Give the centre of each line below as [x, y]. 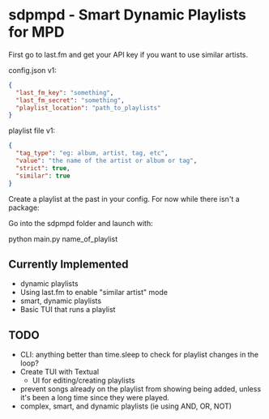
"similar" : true [43, 176]
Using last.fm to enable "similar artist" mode [94, 293]
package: [24, 207]
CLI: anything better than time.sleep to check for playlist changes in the [139, 355]
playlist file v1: [32, 130]
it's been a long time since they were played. [95, 398]
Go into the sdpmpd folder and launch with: [81, 223]
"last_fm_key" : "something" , [65, 92]
